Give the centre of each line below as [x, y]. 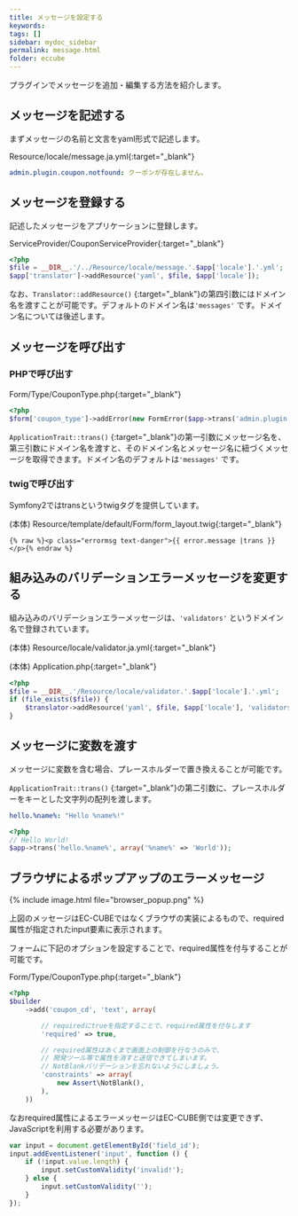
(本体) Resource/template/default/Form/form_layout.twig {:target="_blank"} [145, 523]
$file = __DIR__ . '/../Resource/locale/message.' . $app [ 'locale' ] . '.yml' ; [146, 268]
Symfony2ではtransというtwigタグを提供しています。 [106, 505]
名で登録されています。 [52, 628]
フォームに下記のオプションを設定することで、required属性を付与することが [149, 948]
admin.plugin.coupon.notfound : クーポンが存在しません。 [109, 173]
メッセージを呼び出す [67, 347]
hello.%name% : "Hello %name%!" [67, 816]
